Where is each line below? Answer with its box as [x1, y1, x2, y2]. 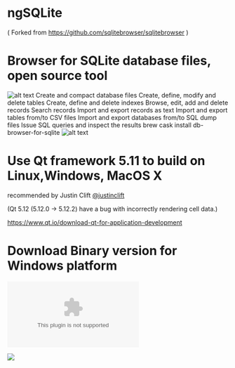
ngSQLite [7, 5, 63, 21]
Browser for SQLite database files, [7, 53, 211, 69]
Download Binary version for [7, 243, 177, 258]
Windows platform [7, 258, 118, 273]
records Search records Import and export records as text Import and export [7, 105, 228, 114]
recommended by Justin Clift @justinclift [7, 191, 125, 199]
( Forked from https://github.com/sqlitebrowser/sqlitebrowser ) [7, 28, 189, 37]
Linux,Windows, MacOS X [7, 168, 163, 184]
